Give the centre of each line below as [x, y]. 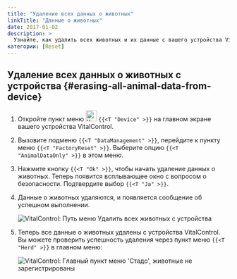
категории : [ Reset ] [36, 46]
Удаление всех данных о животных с [94, 75]
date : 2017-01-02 [33, 27]
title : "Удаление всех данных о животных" [71, 14]
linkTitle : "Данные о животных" [55, 20]
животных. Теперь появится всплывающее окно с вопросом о [112, 176]
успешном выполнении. [54, 204]
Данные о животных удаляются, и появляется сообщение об [110, 197]
